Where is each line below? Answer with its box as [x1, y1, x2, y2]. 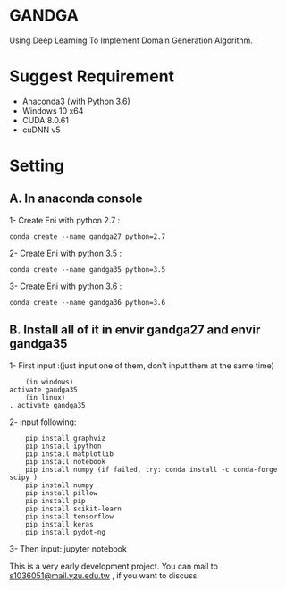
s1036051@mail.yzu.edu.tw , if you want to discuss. [9, 569, 199, 581]
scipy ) [9, 473, 38, 482]
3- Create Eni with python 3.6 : [9, 281, 122, 291]
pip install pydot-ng [25, 527, 105, 536]
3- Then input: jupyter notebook [9, 543, 127, 554]
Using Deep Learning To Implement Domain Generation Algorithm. [9, 35, 253, 46]
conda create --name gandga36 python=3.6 [9, 298, 166, 307]
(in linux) [25, 392, 66, 402]
